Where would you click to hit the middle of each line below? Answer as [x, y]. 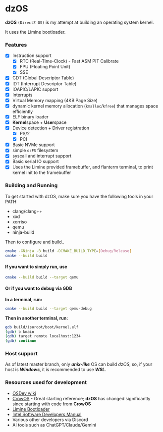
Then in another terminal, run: [37, 318]
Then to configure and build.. [35, 242]
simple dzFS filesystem [35, 150]
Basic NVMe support [33, 145]
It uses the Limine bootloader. [35, 32]
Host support [22, 354]
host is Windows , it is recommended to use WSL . [56, 370]
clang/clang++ [27, 211]
